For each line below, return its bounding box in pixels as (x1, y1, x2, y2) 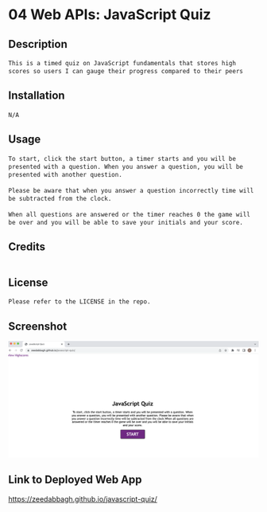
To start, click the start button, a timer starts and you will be (8, 154, 237, 162)
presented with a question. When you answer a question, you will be (8, 162, 244, 170)
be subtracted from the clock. (8, 194, 112, 202)
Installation (8, 89, 65, 103)
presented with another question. (8, 170, 123, 178)
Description (8, 37, 68, 51)
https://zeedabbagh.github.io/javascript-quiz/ (8, 494, 157, 503)
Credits (8, 240, 46, 254)
